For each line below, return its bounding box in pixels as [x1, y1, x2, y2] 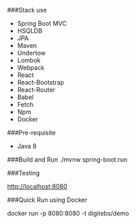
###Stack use [7, 6, 47, 14]
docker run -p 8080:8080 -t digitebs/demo [7, 209, 130, 217]
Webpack [17, 64, 45, 71]
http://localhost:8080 [7, 182, 68, 190]
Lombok [17, 56, 41, 64]
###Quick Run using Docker [7, 196, 88, 204]
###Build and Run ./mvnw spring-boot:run [7, 155, 128, 164]
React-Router [17, 86, 55, 94]
